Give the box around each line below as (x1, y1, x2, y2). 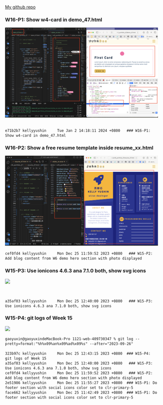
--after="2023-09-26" (89, 341, 133, 346)
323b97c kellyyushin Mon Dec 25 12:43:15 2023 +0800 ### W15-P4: (5, 351, 151, 356)
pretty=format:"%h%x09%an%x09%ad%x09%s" (5, 341, 88, 346)
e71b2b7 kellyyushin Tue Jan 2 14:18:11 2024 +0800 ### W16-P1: (5, 128, 151, 133)
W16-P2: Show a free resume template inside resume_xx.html (5, 144, 154, 151)
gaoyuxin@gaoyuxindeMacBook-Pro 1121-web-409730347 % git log (5, 336, 133, 341)
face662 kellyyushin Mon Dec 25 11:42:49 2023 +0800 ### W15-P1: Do (5, 390, 158, 395)
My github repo (5, 4, 36, 10)
